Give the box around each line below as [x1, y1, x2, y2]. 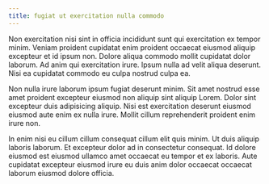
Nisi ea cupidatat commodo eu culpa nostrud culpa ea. [8, 68, 191, 77]
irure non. [8, 118, 41, 128]
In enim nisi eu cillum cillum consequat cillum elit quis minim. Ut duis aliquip [8, 134, 260, 144]
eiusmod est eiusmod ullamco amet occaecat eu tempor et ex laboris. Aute [8, 151, 258, 161]
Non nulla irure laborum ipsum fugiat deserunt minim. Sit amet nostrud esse [8, 84, 260, 94]
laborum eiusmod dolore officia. [8, 168, 115, 178]
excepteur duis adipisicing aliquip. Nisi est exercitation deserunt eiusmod [8, 101, 252, 111]
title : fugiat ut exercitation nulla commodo [8, 11, 164, 20]
